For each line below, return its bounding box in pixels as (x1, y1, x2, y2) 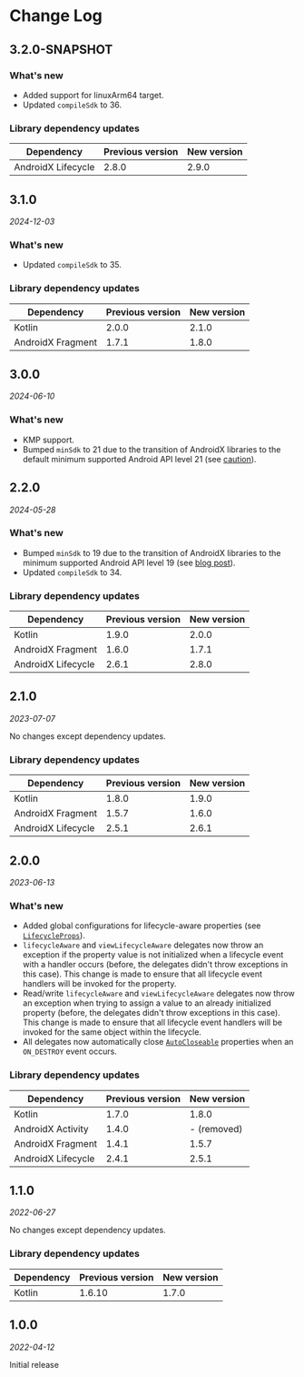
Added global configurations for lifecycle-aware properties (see (22, 920, 261, 931)
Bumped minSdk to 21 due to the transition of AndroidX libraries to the (22, 443, 281, 455)
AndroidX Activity (14, 1122, 89, 1135)
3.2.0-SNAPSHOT (9, 42, 113, 57)
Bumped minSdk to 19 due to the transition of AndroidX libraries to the (22, 547, 281, 558)
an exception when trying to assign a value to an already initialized (22, 997, 272, 1008)
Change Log (9, 5, 103, 26)
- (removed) (189, 1122, 243, 1135)
